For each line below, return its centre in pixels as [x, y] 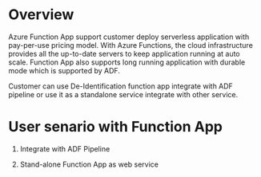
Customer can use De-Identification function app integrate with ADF [121, 86]
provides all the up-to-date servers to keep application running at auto [124, 53]
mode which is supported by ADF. [64, 70]
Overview [41, 15]
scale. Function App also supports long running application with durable [127, 62]
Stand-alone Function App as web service [89, 164]
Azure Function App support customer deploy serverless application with [129, 37]
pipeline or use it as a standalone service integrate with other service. [123, 94]
